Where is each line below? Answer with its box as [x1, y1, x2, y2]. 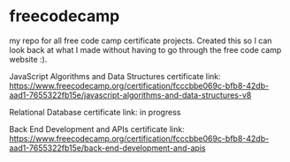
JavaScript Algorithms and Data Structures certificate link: [9, 70, 221, 81]
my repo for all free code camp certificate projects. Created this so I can [9, 35, 272, 46]
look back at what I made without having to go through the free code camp [9, 44, 282, 55]
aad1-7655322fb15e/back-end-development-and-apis [9, 143, 206, 153]
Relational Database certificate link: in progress [9, 107, 181, 117]
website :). [9, 54, 48, 64]
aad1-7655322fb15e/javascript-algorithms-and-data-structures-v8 [9, 90, 252, 100]
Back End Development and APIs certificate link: [9, 123, 185, 134]
